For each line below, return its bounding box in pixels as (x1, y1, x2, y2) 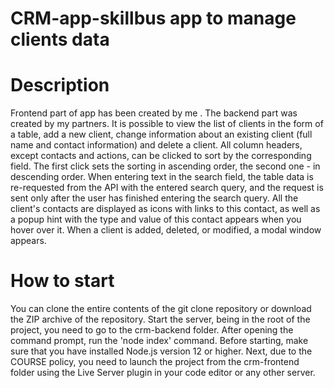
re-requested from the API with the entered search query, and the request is (10, 182, 324, 194)
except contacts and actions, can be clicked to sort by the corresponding (10, 150, 312, 162)
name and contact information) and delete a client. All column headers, (10, 139, 303, 151)
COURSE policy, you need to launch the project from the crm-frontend (10, 356, 300, 368)
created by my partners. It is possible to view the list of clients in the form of (10, 118, 324, 130)
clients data (10, 28, 110, 51)
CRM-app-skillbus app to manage (10, 7, 297, 30)
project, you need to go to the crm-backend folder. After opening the (10, 324, 294, 336)
